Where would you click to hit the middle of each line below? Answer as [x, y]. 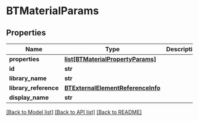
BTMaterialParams [53, 11]
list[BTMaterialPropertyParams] [110, 59]
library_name [28, 78]
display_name [29, 97]
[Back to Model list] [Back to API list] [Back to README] [74, 112]
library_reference [34, 88]
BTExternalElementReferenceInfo [113, 88]
